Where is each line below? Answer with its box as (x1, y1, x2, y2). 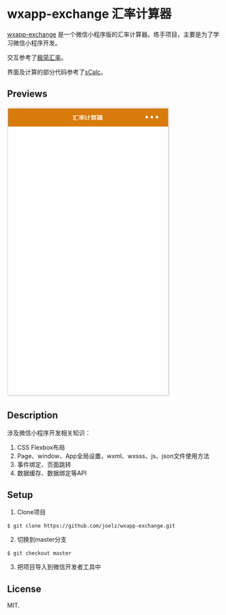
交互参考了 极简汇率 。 (7, 53, 67, 62)
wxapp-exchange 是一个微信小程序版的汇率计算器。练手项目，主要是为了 (7, 30, 214, 38)
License (7, 583, 42, 594)
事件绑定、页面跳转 (16, 460, 72, 468)
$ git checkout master (7, 550, 72, 557)
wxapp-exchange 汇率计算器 (7, 6, 172, 22)
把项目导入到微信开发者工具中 (16, 563, 101, 571)
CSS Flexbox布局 (16, 443, 66, 451)
